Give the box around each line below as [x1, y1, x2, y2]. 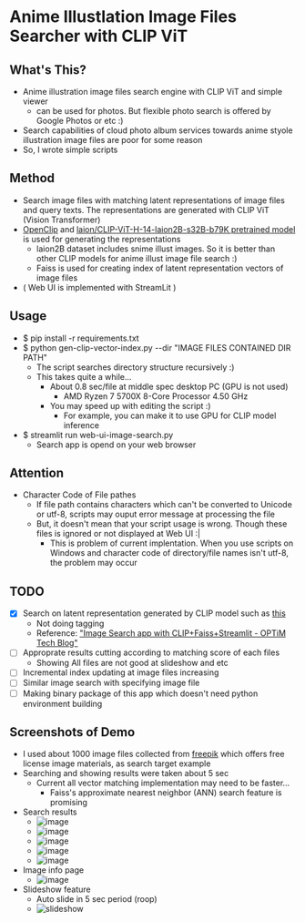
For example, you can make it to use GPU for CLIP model [63, 410, 277, 421]
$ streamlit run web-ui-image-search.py [22, 429, 174, 440]
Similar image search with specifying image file [22, 677, 200, 689]
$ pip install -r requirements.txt [22, 333, 139, 343]
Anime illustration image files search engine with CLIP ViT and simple [22, 87, 283, 97]
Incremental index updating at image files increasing [22, 667, 219, 678]
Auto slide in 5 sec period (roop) [36, 894, 158, 905]
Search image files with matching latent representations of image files [22, 194, 285, 206]
